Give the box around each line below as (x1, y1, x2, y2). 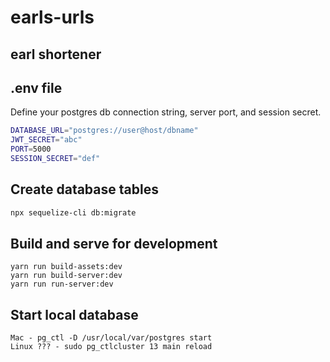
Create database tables (10, 181, 159, 198)
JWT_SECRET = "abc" (10, 135, 83, 145)
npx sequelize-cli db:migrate (10, 207, 137, 218)
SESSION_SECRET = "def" (10, 154, 101, 164)
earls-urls (10, 6, 95, 29)
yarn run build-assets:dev (10, 262, 123, 272)
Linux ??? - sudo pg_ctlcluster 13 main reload (10, 342, 213, 352)
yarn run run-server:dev (10, 279, 114, 290)
